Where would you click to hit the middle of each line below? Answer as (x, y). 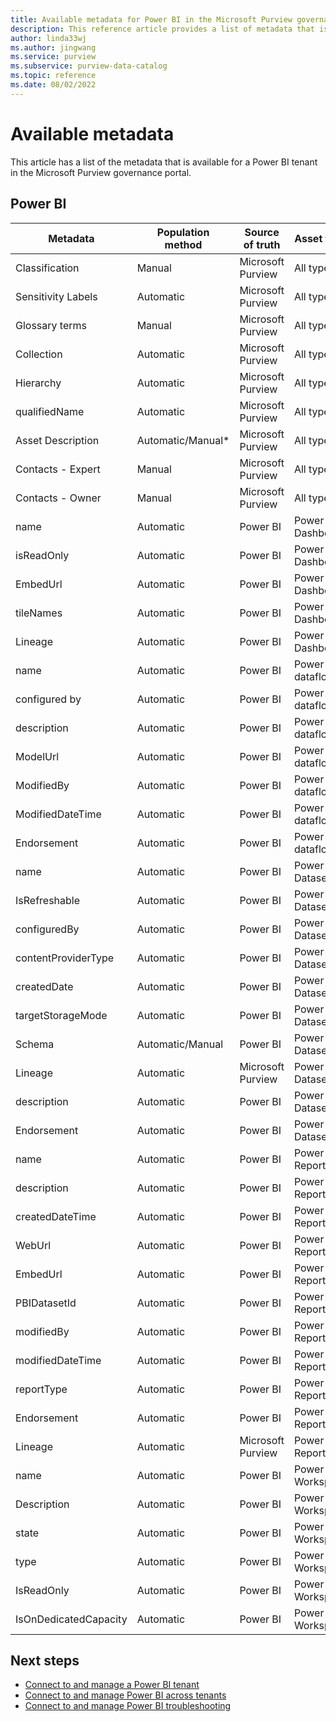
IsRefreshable (48, 900)
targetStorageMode (61, 1015)
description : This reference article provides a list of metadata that (162, 29)
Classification (47, 268)
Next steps (45, 1660)
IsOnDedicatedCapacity (71, 1619)
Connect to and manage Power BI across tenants (125, 1695)
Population (183, 232)
